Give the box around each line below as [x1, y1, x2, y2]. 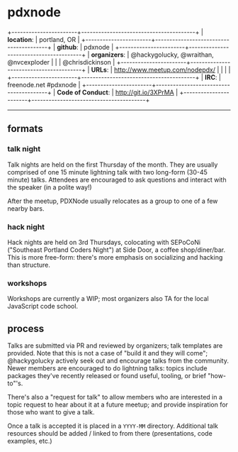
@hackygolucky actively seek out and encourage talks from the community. [7, 356, 229, 365]
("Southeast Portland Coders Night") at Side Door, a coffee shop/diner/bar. [7, 246, 225, 254]
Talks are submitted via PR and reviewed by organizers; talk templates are [7, 341, 223, 350]
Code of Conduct [56, 88, 108, 97]
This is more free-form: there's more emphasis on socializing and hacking [7, 253, 223, 261]
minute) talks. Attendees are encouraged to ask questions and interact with [7, 175, 227, 184]
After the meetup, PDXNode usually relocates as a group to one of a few [7, 197, 218, 205]
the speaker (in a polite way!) [7, 182, 92, 192]
